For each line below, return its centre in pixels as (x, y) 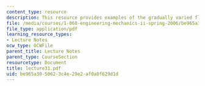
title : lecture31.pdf (34, 68)
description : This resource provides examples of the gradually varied (99, 18)
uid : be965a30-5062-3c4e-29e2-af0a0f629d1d (63, 74)
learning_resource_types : (39, 35)
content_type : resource (37, 12)
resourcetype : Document (37, 62)
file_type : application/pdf (42, 29)
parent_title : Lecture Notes (43, 51)
